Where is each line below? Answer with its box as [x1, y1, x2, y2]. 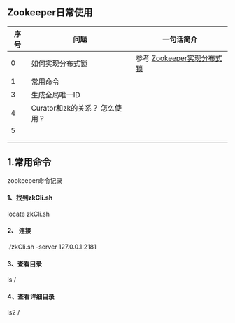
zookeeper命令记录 [7, 176, 63, 184]
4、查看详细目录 [7, 292, 55, 301]
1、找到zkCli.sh [7, 193, 53, 202]
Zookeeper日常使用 [7, 6, 93, 19]
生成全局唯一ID [31, 90, 80, 99]
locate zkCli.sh [7, 209, 50, 218]
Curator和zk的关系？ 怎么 [31, 103, 115, 113]
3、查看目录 [7, 259, 43, 268]
